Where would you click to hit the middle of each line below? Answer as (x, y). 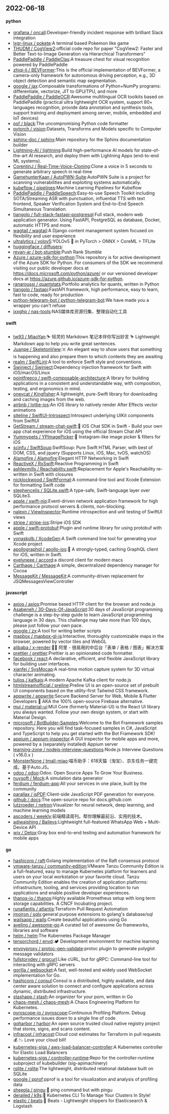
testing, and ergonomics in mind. (47, 388)
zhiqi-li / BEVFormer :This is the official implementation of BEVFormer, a (87, 70)
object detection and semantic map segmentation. (65, 81)
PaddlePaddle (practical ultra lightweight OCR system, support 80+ (83, 102)
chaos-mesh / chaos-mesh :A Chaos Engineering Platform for (76, 1002)
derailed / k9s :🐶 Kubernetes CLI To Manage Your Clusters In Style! (82, 1095)
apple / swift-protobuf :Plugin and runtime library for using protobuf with (87, 528)
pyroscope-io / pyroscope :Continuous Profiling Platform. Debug (79, 1013)
